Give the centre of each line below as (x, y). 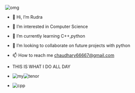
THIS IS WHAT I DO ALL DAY (41, 67)
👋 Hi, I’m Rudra (27, 17)
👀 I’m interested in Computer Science (50, 26)
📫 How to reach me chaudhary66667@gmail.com (63, 55)
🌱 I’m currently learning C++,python (49, 36)
